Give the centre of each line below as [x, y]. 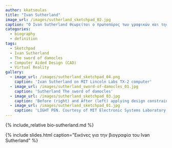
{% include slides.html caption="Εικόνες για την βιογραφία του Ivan [78, 135]
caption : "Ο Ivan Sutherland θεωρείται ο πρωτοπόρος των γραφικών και [82, 24]
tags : [11, 44]
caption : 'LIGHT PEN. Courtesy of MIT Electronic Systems [78, 110]
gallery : [15, 72]
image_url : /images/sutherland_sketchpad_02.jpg [58, 20]
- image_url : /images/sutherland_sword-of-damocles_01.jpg [74, 86]
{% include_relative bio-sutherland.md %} [50, 125]
